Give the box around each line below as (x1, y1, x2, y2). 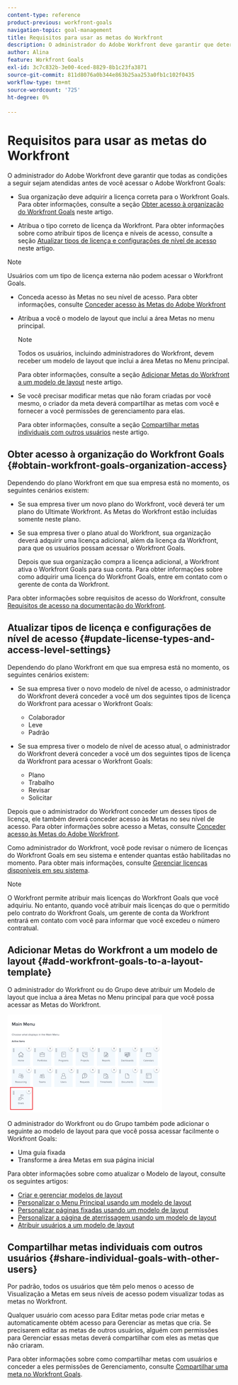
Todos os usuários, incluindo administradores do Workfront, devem (17, 349, 215, 358)
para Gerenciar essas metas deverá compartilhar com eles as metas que (7, 1334, 220, 1342)
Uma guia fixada (17, 1148, 66, 1157)
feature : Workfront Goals (7, 57, 84, 64)
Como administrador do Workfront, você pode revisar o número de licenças (7, 843, 228, 851)
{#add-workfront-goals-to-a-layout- (38, 955, 204, 968)
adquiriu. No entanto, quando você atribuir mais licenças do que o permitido (7, 901, 230, 910)
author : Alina (7, 49, 50, 56)
